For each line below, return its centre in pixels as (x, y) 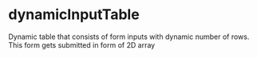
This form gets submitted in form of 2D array (82, 44)
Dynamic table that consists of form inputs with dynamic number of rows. (129, 37)
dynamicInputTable (74, 15)
